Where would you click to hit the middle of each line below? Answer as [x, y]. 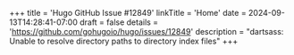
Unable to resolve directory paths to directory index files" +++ [124, 41]
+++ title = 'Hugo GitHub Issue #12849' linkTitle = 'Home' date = [128, 13]
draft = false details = [119, 22]
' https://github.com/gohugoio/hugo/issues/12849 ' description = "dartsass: [147, 31]
